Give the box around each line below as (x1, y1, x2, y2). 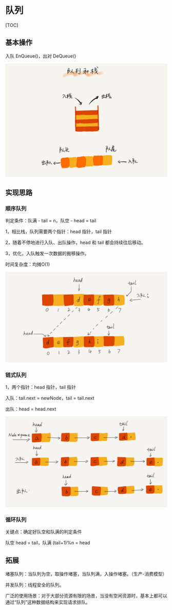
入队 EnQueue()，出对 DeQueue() (5, 52, 77, 59)
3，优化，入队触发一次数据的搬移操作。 (5, 250, 89, 257)
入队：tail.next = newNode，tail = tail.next (5, 395, 94, 401)
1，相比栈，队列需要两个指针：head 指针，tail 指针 (5, 228, 112, 235)
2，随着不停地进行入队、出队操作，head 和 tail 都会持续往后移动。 (5, 240, 146, 246)
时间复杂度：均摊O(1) (5, 261, 50, 267)
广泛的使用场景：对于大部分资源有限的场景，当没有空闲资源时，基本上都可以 (5, 593, 167, 599)
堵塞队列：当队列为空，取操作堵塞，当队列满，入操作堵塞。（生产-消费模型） (5, 570, 167, 577)
